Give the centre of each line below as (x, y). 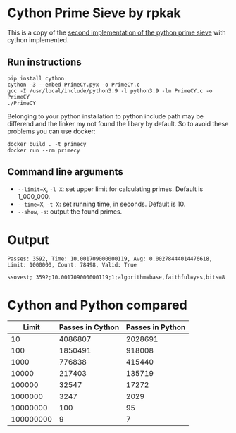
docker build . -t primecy (47, 144)
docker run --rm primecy (44, 150)
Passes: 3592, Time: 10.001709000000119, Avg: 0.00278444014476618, (110, 259)
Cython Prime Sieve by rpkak (94, 13)
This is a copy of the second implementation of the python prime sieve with (117, 32)
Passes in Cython (89, 327)
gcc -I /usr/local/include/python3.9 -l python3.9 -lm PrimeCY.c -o (110, 91)
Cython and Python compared (98, 305)
